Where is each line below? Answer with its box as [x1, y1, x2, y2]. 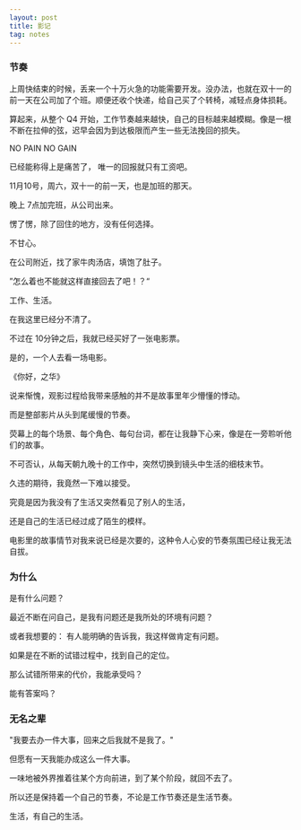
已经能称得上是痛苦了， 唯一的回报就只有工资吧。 [9, 161, 193, 171]
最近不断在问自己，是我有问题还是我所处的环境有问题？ [9, 611, 213, 622]
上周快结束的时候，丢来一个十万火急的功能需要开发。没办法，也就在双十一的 [9, 83, 292, 94]
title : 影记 [9, 22, 51, 31]
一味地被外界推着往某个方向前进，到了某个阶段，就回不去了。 [9, 773, 237, 783]
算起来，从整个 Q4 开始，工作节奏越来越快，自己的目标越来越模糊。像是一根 [9, 113, 292, 124]
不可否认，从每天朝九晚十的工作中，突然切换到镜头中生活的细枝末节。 [9, 459, 269, 469]
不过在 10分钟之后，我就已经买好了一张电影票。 [9, 333, 185, 344]
